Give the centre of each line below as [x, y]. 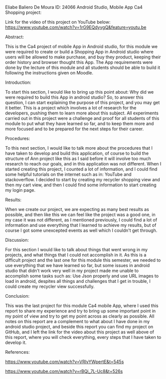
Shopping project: [24, 12]
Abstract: [14, 37]
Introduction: [18, 82]
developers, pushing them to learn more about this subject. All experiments [82, 113]
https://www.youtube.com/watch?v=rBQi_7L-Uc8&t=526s [64, 371]
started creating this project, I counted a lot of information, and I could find [81, 169]
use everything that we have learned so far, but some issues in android [78, 265]
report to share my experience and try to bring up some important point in [81, 311]
